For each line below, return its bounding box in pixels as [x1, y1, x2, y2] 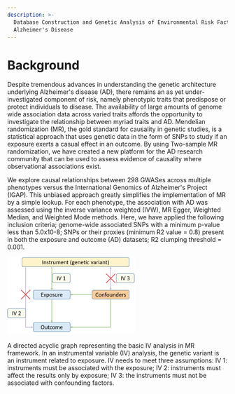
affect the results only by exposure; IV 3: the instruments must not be [7, 372, 207, 380]
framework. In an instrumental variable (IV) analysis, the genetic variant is [7, 349, 220, 358]
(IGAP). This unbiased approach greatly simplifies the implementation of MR [7, 191, 226, 199]
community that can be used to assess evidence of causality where [7, 155, 202, 163]
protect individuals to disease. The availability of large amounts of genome [7, 102, 222, 111]
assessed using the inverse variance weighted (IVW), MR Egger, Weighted [7, 205, 222, 214]
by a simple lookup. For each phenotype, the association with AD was [7, 198, 208, 207]
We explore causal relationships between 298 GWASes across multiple [7, 176, 211, 184]
